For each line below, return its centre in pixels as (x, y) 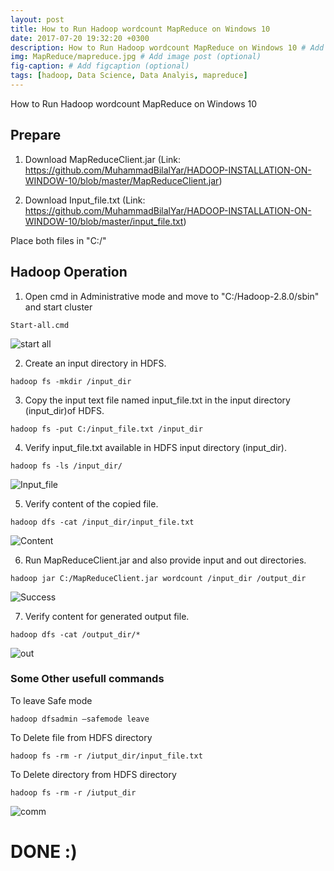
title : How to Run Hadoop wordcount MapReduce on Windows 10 (140, 29)
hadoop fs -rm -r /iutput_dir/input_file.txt (106, 756)
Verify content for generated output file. (107, 616)
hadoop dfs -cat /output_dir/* (75, 634)
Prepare (36, 135)
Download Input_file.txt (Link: (85, 200)
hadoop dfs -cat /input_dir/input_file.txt (102, 522)
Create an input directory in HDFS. (95, 363)
